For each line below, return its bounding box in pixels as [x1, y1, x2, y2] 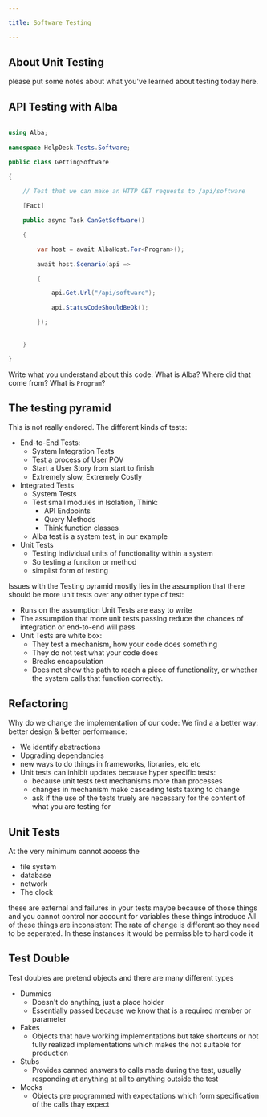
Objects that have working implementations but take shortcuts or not [31, 1031, 259, 1041]
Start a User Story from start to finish [31, 463, 155, 473]
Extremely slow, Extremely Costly [31, 472, 143, 482]
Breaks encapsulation [31, 657, 104, 666]
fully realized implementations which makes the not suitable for [31, 1039, 241, 1049]
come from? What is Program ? [8, 378, 106, 387]
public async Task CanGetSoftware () [22, 217, 146, 225]
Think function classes [43, 523, 119, 533]
